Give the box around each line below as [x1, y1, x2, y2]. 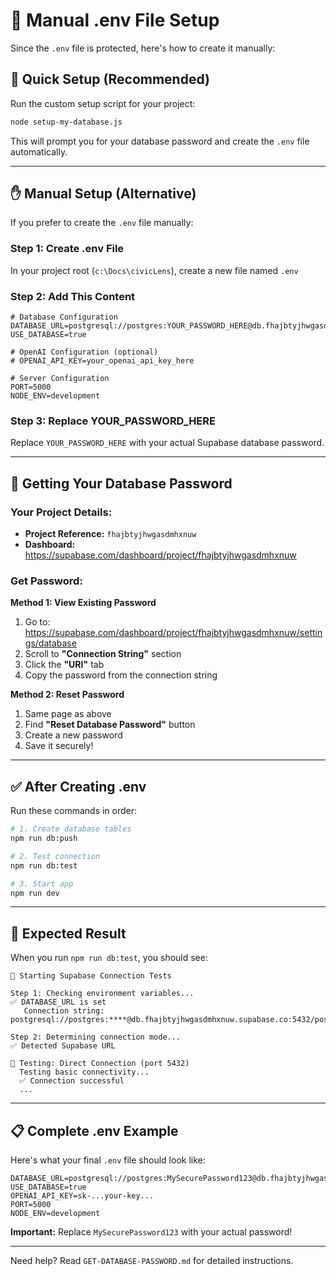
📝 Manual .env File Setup [10, 9, 220, 32]
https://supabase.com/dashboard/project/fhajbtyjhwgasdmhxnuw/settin [24, 627, 323, 639]
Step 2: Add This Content [10, 289, 136, 303]
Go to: [24, 616, 51, 628]
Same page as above [24, 708, 112, 720]
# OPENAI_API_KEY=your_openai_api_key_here [10, 356, 195, 366]
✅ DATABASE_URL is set [10, 997, 107, 1008]
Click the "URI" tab [24, 659, 105, 671]
